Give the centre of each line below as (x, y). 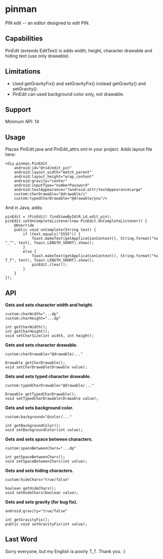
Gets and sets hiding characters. (39, 470)
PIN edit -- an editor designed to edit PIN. (48, 23)
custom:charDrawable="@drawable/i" (51, 194)
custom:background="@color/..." (38, 417)
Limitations (23, 71)
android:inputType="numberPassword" (52, 186)
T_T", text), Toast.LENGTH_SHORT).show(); (50, 260)
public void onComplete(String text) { (55, 230)
